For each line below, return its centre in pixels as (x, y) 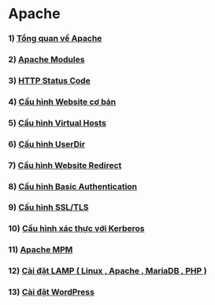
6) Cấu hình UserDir (46, 144)
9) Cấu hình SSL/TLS (48, 207)
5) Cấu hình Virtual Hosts (57, 123)
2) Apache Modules (46, 60)
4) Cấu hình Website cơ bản (62, 102)
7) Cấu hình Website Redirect (65, 165)
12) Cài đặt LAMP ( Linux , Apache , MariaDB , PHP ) (107, 271)
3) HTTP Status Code (49, 80)
